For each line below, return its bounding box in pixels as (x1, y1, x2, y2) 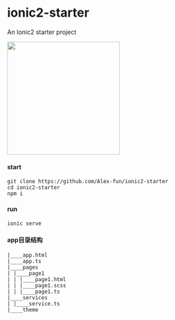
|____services (7, 294, 48, 301)
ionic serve (7, 220, 42, 227)
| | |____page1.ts (7, 288, 60, 295)
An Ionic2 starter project (7, 28, 77, 36)
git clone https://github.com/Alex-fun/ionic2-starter (7, 178, 169, 185)
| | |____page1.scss (7, 282, 67, 289)
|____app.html (7, 251, 48, 258)
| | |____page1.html (7, 276, 67, 283)
